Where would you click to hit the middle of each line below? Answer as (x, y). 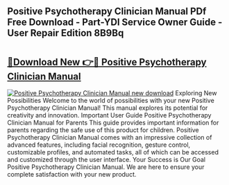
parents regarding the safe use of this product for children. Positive (103, 130)
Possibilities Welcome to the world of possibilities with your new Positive (111, 100)
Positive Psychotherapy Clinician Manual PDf (107, 11)
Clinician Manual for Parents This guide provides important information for (113, 122)
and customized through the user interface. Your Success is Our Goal (107, 160)
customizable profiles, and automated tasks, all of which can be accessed (113, 152)
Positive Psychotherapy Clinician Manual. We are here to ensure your (106, 167)
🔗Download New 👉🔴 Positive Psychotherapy (107, 62)
